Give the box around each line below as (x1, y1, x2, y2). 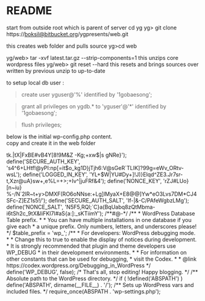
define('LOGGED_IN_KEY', (22, 171, 88, 178)
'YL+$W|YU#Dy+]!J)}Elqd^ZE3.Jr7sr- (89, 171, 183, 178)
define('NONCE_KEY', (107, 177, 162, 184)
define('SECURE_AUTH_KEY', (6, 157, 81, 165)
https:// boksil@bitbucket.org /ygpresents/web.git (6, 30, 129, 37)
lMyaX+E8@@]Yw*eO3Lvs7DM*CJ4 (103, 190, 197, 198)
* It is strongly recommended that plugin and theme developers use (6, 242, 176, 250)
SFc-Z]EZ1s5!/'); (6, 196, 48, 204)
